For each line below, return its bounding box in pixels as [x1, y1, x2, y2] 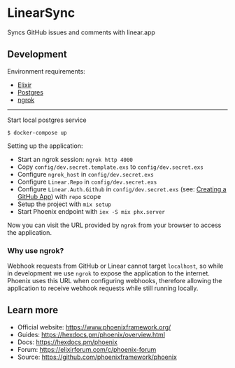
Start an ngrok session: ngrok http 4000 [17, 155, 134, 163]
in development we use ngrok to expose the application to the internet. [7, 269, 210, 278]
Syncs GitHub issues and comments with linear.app [7, 28, 156, 36]
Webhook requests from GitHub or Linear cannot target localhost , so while [7, 261, 224, 271]
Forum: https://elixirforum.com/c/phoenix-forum [17, 345, 157, 353]
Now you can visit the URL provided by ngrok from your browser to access [7, 221, 222, 229]
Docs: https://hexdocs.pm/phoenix [17, 338, 117, 346]
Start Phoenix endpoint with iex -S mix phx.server [17, 207, 166, 215]
